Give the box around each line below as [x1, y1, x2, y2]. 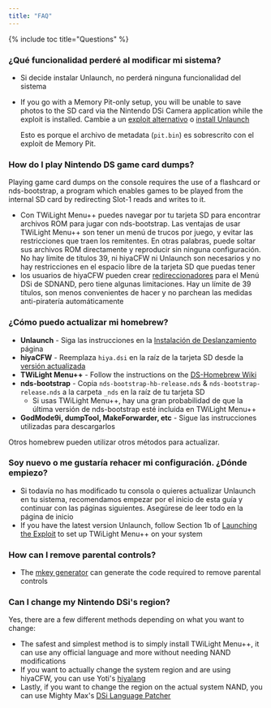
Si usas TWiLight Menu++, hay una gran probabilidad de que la [32, 395, 243, 405]
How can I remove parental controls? [8, 549, 157, 560]
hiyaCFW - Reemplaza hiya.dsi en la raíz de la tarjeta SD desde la [19, 352, 243, 362]
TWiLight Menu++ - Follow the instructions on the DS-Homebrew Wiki [19, 370, 257, 380]
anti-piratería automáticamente [19, 297, 124, 307]
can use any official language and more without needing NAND [19, 648, 231, 658]
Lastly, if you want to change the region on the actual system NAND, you [19, 682, 264, 692]
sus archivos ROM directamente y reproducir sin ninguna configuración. [19, 245, 261, 255]
